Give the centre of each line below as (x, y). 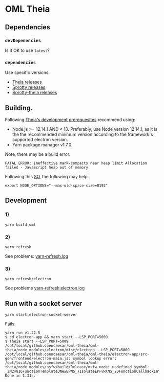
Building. (19, 108)
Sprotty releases (29, 87)
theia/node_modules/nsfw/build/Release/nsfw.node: (58, 367)
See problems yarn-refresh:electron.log (45, 288)
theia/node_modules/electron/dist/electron (50, 350)
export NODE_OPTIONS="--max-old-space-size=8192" (57, 185)
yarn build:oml (20, 225)
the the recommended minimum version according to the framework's (82, 134)
